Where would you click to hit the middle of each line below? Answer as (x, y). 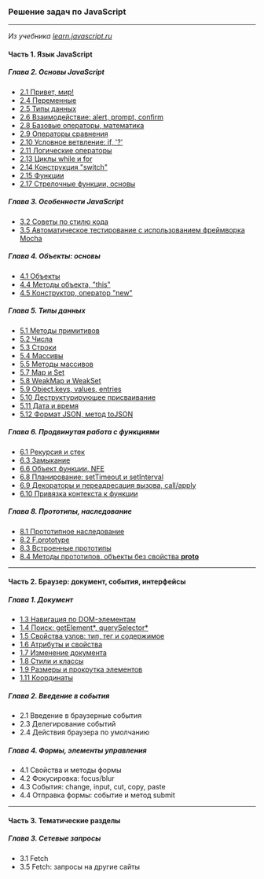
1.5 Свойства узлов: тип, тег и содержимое (92, 636)
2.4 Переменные (48, 100)
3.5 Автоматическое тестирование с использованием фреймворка (132, 229)
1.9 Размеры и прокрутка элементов (81, 669)
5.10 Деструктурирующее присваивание (87, 397)
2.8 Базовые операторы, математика (82, 125)
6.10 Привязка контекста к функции (79, 493)
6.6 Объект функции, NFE (62, 468)
